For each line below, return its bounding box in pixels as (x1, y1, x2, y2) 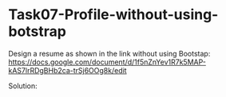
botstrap (8, 22, 66, 41)
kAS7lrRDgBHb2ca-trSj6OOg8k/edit (8, 65, 127, 75)
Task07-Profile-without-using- (8, 6, 219, 24)
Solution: (8, 81, 38, 91)
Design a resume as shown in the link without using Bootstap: (8, 48, 211, 58)
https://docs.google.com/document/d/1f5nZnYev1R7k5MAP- (8, 57, 206, 67)
